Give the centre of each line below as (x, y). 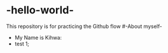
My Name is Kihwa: (38, 37)
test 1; (22, 44)
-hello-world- (40, 10)
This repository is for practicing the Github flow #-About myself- (84, 26)
